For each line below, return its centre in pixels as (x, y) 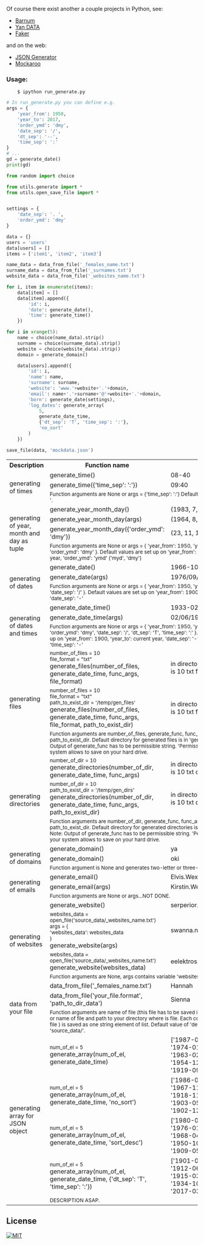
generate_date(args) (79, 577)
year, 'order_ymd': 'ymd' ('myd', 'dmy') (96, 558)
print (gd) (19, 165)
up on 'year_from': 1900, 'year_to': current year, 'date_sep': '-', (125, 638)
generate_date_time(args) (86, 617)
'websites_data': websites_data (87, 932)
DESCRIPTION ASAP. (75, 1200)
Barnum (25, 20)
